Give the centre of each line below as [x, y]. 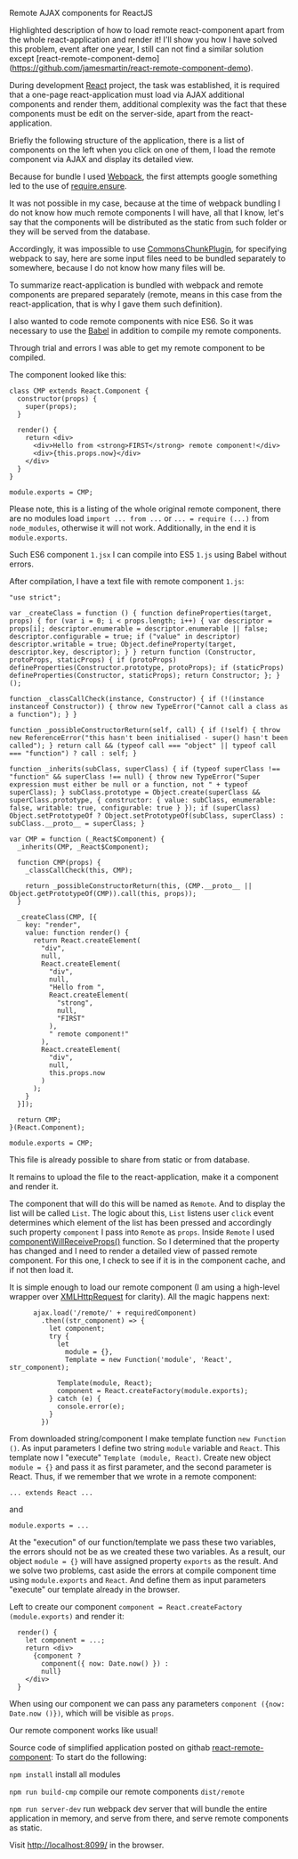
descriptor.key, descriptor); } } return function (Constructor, [133, 652]
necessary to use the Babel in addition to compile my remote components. [145, 330]
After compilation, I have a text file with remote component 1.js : [127, 581]
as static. [26, 1828]
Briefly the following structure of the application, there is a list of [127, 140]
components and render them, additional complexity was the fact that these [148, 104]
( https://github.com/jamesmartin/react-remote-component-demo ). [131, 68]
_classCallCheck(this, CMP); [79, 870]
